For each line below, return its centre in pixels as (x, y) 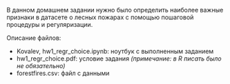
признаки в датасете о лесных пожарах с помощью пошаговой (100, 17)
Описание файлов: (34, 38)
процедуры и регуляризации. (50, 24)
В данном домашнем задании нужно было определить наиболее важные (115, 10)
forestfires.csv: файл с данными (63, 73)
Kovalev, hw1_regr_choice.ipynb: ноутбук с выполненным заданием (115, 51)
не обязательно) (41, 66)
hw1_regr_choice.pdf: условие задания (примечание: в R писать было (119, 59)
